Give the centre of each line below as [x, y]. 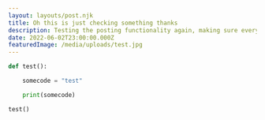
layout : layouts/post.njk [50, 15]
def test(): [28, 67]
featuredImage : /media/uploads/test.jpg [76, 45]
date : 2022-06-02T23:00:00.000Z [61, 37]
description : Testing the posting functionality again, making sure [123, 30]
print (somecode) [49, 95]
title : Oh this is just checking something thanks [93, 23]
